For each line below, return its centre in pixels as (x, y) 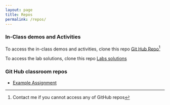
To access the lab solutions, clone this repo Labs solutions (66, 59)
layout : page (19, 10)
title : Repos (19, 15)
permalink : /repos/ (26, 19)
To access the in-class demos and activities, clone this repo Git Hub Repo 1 (83, 48)
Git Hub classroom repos (36, 72)
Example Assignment (35, 83)
